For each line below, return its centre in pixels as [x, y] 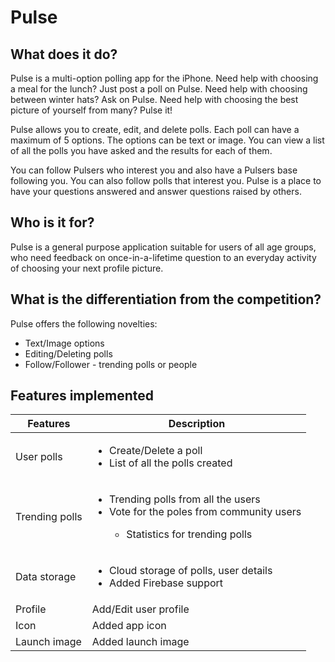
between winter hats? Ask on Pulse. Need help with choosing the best [154, 99]
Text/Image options [64, 343]
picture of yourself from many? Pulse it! [91, 110]
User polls [39, 457]
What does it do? [64, 54]
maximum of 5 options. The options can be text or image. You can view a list [167, 140]
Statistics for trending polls [189, 534]
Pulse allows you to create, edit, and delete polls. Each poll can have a [155, 129]
